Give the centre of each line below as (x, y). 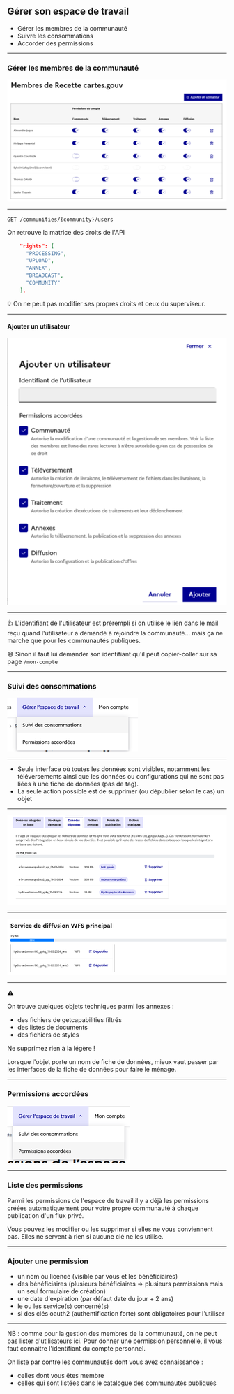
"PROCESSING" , (46, 253)
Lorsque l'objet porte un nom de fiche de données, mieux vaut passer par (113, 1062)
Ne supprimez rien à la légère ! (51, 1049)
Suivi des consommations (52, 686)
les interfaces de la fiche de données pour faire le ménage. (92, 1070)
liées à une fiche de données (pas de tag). (78, 784)
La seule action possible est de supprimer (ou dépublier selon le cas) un (121, 791)
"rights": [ (37, 246)
